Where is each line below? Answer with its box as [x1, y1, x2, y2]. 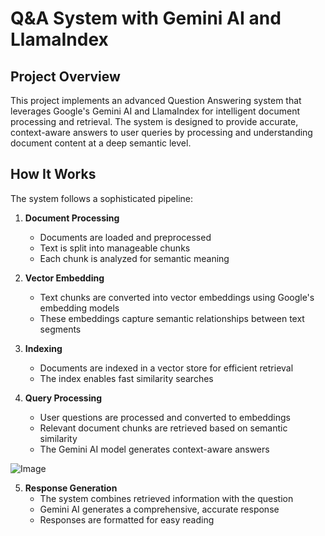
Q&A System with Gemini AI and [10, 7, 282, 30]
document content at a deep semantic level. [10, 137, 192, 149]
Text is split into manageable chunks [39, 242, 191, 254]
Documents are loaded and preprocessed [39, 231, 212, 243]
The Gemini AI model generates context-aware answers [39, 443, 270, 455]
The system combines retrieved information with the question [39, 492, 294, 504]
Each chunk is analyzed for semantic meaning [39, 252, 230, 264]
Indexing [24, 342, 63, 354]
